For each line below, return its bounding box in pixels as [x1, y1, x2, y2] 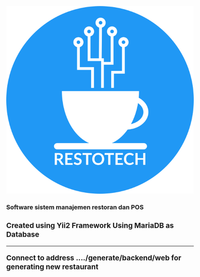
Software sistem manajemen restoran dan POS [6, 203, 144, 211]
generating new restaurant [6, 262, 99, 272]
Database [6, 229, 40, 239]
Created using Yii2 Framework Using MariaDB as [6, 220, 174, 230]
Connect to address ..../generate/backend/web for [6, 253, 182, 263]
